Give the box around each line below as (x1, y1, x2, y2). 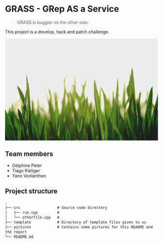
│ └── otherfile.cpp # (5, 215, 60, 220)
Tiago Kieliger (12, 168, 40, 174)
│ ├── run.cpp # (5, 210, 60, 215)
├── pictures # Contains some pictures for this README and (5, 225, 153, 230)
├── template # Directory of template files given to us (5, 220, 147, 225)
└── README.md (5, 234, 34, 240)
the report (5, 229, 27, 235)
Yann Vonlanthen (12, 173, 47, 179)
